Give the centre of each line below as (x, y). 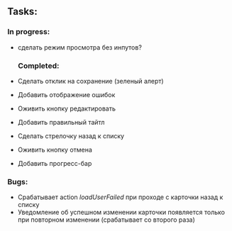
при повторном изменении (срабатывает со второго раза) (106, 220)
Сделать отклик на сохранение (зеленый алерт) (91, 81)
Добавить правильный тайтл (61, 122)
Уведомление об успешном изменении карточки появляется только (121, 213)
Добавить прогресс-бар (55, 163)
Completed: (38, 65)
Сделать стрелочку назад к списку (71, 136)
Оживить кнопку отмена (55, 150)
